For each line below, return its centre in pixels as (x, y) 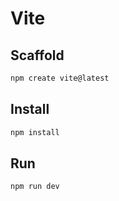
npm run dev (35, 187)
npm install (35, 132)
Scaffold (37, 55)
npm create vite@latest (60, 78)
